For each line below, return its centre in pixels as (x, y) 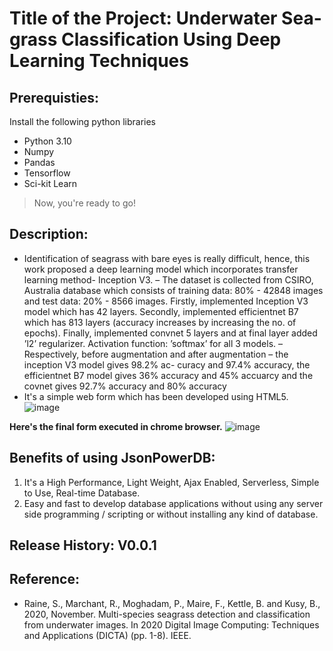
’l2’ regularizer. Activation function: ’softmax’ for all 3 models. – (153, 343)
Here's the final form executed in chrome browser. (116, 426)
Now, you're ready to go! (84, 203)
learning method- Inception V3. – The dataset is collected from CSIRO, (168, 279)
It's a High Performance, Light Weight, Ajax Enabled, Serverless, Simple (171, 482)
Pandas (39, 162)
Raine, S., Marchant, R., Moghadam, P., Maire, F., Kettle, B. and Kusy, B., (172, 603)
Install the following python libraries (83, 121)
